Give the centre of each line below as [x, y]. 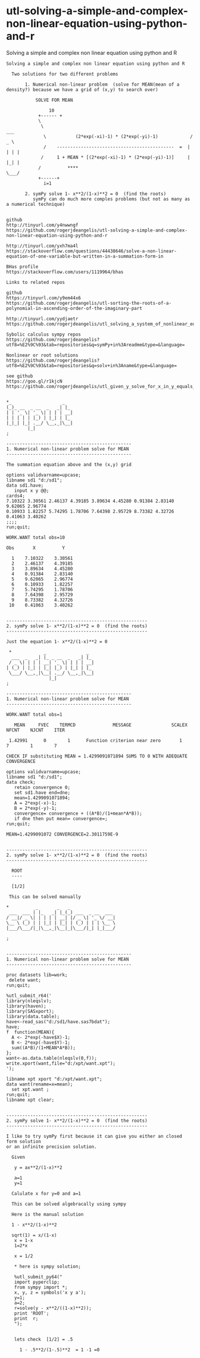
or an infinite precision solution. [51, 1147]
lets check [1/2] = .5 [43, 1339]
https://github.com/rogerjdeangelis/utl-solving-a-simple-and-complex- [97, 230]
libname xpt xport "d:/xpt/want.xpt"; [54, 1079]
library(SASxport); [30, 1011]
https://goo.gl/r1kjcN [34, 381]
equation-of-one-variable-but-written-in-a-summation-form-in [85, 256]
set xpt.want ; [30, 1089]
